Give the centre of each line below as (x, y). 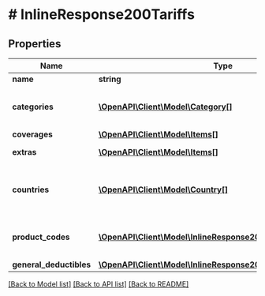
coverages (32, 134)
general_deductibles (52, 264)
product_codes (41, 237)
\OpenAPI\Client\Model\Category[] (165, 107)
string (110, 79)
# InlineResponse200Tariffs (102, 15)
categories (33, 107)
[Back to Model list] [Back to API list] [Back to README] (99, 284)
